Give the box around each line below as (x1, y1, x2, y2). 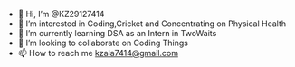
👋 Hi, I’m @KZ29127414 (17, 9, 105, 19)
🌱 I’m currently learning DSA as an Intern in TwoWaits (17, 28, 217, 38)
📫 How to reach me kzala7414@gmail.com (17, 48, 179, 58)
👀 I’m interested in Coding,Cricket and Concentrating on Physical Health (17, 18, 287, 29)
